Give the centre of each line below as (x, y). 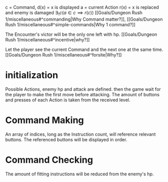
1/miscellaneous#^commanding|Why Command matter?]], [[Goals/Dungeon (84, 19)
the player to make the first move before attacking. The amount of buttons (82, 94)
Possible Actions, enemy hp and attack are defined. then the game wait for (83, 89)
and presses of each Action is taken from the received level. (68, 100)
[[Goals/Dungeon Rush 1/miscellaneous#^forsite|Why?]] (64, 54)
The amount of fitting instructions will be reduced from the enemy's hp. (80, 174)
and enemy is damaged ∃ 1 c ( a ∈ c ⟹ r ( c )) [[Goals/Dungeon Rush (74, 13)
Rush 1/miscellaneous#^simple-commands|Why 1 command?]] (70, 24)
